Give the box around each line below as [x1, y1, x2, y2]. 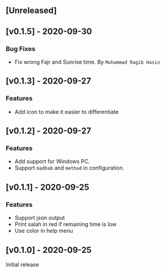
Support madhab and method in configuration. [14, 165, 125, 172]
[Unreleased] [5, 5, 57, 16]
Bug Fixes [5, 44, 36, 53]
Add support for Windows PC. [14, 158, 90, 165]
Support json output [14, 214, 65, 222]
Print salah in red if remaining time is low [14, 221, 117, 228]
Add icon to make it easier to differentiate [14, 108, 119, 115]
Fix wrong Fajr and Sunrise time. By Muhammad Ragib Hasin [14, 58, 161, 66]
